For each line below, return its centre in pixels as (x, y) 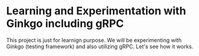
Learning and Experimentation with (96, 11)
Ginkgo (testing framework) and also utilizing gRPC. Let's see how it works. (100, 46)
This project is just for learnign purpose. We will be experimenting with (94, 40)
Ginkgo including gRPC (65, 24)
